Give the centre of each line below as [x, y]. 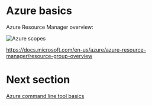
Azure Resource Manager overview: [50, 27]
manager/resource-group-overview [49, 56]
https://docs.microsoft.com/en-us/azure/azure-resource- [76, 50]
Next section [38, 80]
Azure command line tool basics [45, 96]
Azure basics [39, 11]
